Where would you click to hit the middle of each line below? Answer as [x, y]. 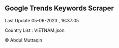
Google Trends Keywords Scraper [59, 8]
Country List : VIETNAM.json [35, 30]
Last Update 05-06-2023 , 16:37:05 [42, 20]
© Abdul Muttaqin [24, 40]
